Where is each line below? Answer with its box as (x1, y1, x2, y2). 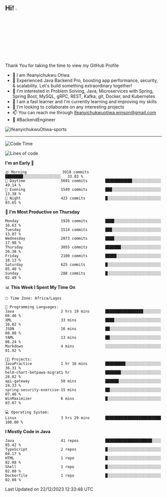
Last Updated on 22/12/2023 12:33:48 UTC (5, 486, 93, 492)
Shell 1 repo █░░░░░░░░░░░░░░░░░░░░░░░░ (5, 464, 162, 469)
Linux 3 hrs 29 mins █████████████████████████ (5, 415, 162, 420)
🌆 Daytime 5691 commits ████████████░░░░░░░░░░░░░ (5, 178, 162, 183)
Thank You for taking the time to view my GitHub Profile (5, 62, 119, 68)
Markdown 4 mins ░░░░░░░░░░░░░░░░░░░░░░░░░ (5, 343, 162, 348)
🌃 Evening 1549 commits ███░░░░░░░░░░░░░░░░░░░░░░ (5, 187, 162, 192)
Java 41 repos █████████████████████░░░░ (5, 438, 162, 443)
